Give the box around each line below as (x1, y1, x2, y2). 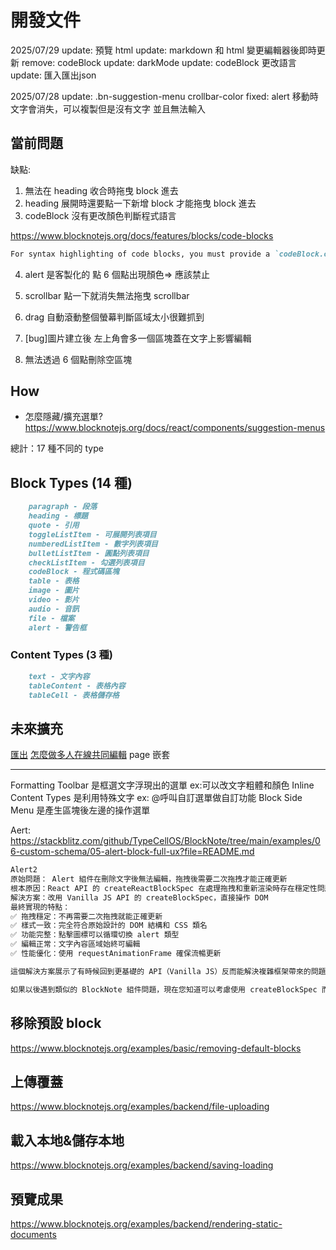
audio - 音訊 (28, 604, 80, 614)
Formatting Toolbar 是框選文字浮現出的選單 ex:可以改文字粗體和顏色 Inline (10, 779, 315, 791)
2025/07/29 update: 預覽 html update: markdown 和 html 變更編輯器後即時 (10, 44, 317, 56)
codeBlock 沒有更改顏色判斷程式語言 (24, 209, 177, 221)
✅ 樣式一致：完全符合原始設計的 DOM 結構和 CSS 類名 (10, 921, 208, 931)
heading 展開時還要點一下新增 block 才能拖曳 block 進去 (24, 197, 257, 209)
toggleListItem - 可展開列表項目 (28, 529, 157, 540)
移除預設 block (10, 1015, 102, 1032)
